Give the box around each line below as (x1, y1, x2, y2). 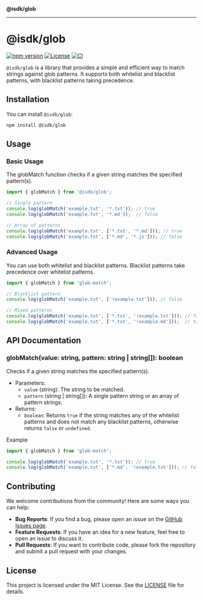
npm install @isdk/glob (6, 122, 66, 128)
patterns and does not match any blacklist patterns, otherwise (24, 418, 179, 425)
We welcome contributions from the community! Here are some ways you (6, 497, 190, 505)
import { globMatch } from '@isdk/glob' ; (6, 189, 112, 195)
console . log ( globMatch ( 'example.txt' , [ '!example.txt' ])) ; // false (6, 297, 182, 303)
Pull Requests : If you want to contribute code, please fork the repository (14, 541, 196, 548)
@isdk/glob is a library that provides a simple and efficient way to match (6, 64, 185, 71)
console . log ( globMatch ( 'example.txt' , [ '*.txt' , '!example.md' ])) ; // (6, 319, 190, 325)
